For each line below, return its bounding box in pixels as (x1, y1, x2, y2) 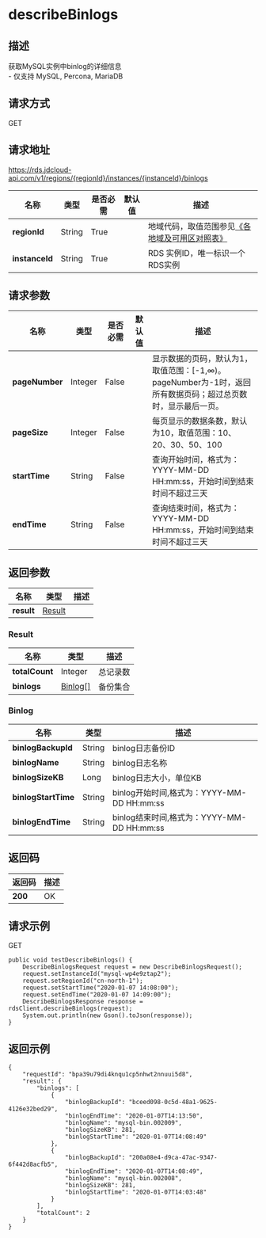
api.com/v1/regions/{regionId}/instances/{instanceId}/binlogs (8, 173, 208, 183)
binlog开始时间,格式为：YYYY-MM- (112, 787, 247, 798)
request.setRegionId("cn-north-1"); (22, 977, 144, 985)
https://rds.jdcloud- (8, 165, 72, 174)
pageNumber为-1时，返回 (151, 377, 252, 388)
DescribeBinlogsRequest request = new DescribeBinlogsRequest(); (22, 963, 243, 971)
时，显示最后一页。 (151, 401, 224, 412)
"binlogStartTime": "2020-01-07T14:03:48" (64, 1188, 207, 1197)
